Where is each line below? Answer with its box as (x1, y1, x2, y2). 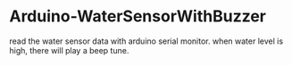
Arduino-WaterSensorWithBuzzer (9, 6, 266, 27)
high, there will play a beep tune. (9, 45, 129, 55)
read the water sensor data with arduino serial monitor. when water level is (9, 36, 284, 46)
